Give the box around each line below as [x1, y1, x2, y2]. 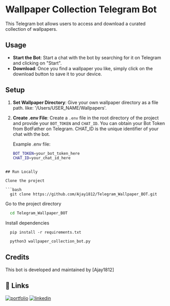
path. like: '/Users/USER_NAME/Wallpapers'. [12, 105, 107, 111]
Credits [5, 253, 30, 262]
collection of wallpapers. [5, 26, 58, 32]
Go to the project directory [5, 201, 62, 207]
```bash [5, 187, 22, 193]
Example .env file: [12, 141, 51, 147]
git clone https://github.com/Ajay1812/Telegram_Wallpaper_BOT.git [10, 192, 158, 197]
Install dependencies [5, 220, 50, 226]
